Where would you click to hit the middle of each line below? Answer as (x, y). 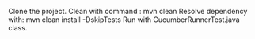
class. (18, 28)
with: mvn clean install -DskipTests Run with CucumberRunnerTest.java (124, 19)
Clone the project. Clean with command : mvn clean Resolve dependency (128, 11)
